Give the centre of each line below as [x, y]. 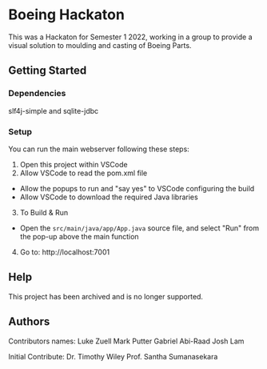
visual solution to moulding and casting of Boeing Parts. [100, 45]
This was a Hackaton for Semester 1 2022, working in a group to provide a [130, 37]
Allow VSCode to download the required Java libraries [109, 197]
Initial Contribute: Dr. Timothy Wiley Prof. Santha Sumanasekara [113, 356]
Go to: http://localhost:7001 [65, 252]
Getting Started [48, 71]
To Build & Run [44, 212]
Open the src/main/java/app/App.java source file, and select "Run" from [139, 228]
